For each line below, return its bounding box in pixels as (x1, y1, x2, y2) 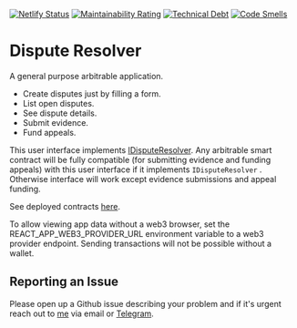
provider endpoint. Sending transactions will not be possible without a (9, 238, 271, 249)
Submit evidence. (22, 117, 89, 128)
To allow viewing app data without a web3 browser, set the (9, 219, 230, 230)
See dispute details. (22, 108, 97, 118)
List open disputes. (22, 97, 95, 108)
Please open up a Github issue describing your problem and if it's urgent (9, 298, 282, 309)
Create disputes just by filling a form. (22, 87, 161, 99)
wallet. (9, 247, 35, 259)
